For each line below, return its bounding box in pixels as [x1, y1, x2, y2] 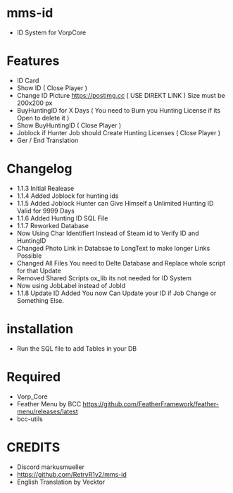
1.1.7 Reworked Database [16, 221, 89, 230]
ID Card [16, 76, 39, 85]
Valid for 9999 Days [16, 206, 75, 215]
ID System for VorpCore [16, 28, 87, 37]
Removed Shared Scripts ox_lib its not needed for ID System [16, 273, 191, 282]
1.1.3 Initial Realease [16, 184, 75, 192]
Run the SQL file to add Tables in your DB [16, 344, 137, 353]
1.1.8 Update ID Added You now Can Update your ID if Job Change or [16, 289, 217, 297]
